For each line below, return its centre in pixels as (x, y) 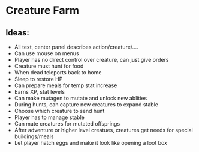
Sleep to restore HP (38, 79)
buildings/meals (34, 136)
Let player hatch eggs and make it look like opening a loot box (91, 143)
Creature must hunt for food (49, 66)
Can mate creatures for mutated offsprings (67, 123)
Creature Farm (42, 11)
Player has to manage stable (49, 117)
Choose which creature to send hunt (59, 111)
